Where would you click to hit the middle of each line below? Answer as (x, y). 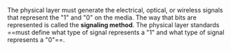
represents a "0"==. (36, 40)
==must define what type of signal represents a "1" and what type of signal (116, 32)
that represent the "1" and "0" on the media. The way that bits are (102, 17)
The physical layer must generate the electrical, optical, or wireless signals (115, 10)
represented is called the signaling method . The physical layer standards (113, 25)
